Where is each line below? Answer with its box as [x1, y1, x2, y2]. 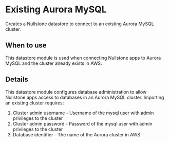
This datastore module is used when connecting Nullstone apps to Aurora [5, 55, 161, 61]
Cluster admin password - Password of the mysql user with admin [12, 120, 153, 127]
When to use [5, 41, 47, 50]
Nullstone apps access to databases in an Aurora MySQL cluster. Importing [5, 94, 164, 100]
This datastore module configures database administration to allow [5, 88, 147, 95]
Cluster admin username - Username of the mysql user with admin [12, 110, 154, 116]
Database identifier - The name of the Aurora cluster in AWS [12, 131, 140, 137]
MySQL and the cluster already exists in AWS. [5, 60, 102, 66]
